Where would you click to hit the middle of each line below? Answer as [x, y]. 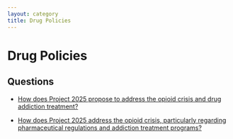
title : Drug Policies [39, 21]
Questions [31, 82]
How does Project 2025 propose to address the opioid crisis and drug [119, 99]
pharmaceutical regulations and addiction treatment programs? [109, 128]
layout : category [33, 14]
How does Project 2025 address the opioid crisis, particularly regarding [122, 120]
